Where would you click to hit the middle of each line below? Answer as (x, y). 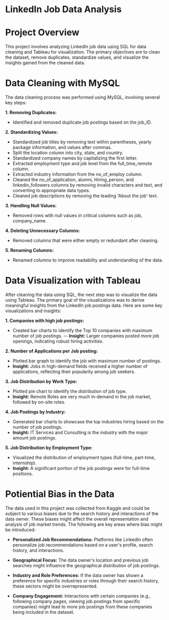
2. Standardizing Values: (32, 132)
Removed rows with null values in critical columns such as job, (77, 215)
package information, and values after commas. (62, 148)
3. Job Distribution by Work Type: (41, 381)
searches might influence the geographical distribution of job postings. (86, 565)
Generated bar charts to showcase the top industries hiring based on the (88, 422)
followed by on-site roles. (39, 402)
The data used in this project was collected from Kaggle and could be (77, 508)
